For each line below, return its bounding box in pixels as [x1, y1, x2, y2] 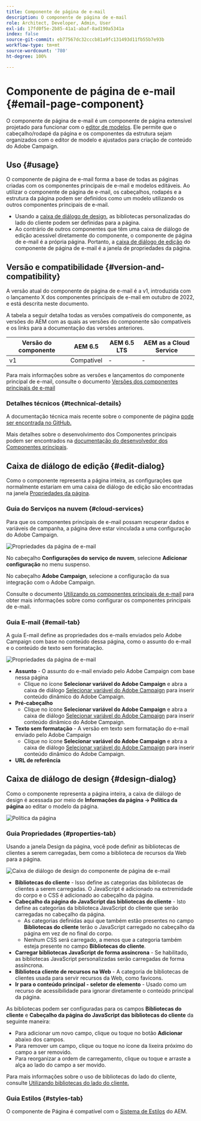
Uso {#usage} [6, 159, 59, 170]
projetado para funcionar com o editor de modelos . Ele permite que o [6, 123, 177, 131]
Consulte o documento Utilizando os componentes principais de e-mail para [6, 590, 194, 597]
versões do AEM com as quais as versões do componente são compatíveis [6, 318, 191, 326]
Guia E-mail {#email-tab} [6, 618, 81, 626]
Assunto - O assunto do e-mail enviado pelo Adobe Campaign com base [14, 667, 195, 674]
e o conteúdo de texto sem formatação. [6, 644, 104, 651]
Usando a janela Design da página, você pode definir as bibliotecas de [6, 843, 180, 850]
